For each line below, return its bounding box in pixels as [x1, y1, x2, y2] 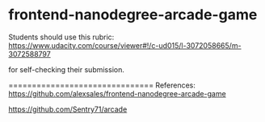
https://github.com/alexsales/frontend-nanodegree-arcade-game [8, 88, 226, 98]
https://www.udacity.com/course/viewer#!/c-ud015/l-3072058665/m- [8, 40, 242, 50]
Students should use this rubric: [8, 32, 115, 42]
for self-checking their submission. [8, 64, 125, 74]
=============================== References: [8, 80, 196, 90]
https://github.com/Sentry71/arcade [8, 104, 128, 114]
